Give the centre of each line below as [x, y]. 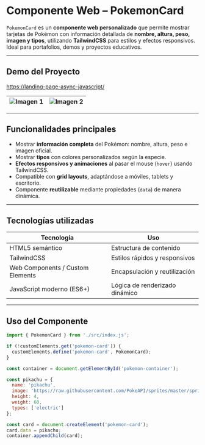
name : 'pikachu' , [34, 385]
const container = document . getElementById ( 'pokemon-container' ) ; [92, 368]
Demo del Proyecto [43, 72]
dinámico [124, 293]
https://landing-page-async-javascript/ [56, 87]
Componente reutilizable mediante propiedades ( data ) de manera [98, 189]
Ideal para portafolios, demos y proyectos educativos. [74, 47]
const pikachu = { [30, 379]
